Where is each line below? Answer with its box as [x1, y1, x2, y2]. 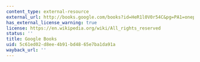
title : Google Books [6, 36, 58, 42]
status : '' [6, 31, 33, 37]
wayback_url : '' [6, 47, 46, 53]
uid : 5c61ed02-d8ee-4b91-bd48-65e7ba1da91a [6, 42, 116, 48]
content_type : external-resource [6, 8, 89, 15]
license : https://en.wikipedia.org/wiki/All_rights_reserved [6, 25, 161, 31]
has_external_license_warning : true [6, 19, 97, 25]
